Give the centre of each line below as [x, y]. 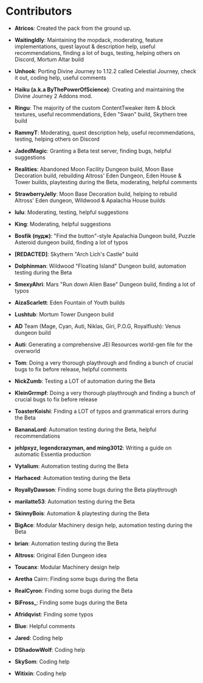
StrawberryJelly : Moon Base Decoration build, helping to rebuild [96, 194]
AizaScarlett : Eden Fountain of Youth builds [70, 302]
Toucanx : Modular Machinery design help [67, 567]
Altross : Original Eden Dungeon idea [60, 555]
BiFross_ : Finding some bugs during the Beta [71, 603]
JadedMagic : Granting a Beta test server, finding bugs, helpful [93, 151]
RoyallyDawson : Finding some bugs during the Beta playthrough [96, 490]
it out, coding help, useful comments [60, 77]
